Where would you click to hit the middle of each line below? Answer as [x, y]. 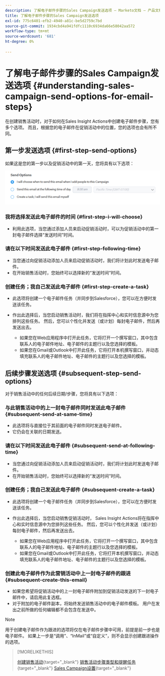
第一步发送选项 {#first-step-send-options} [71, 151]
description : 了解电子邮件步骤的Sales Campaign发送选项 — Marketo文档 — [75, 10]
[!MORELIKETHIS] [35, 652]
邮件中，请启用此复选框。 [38, 597]
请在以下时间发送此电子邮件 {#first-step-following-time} [73, 249]
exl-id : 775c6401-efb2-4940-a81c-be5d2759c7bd [54, 21]
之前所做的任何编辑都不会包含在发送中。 [57, 610]
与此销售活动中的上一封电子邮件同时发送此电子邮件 [66, 407]
